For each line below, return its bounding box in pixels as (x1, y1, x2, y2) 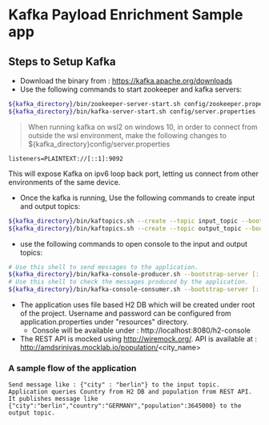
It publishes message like (8, 395, 98, 403)
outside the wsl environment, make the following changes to (27, 130, 227, 140)
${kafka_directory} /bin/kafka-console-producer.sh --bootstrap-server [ (8, 271, 256, 279)
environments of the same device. (8, 177, 121, 186)
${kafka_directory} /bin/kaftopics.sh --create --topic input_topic (8, 217, 239, 225)
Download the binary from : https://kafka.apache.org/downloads (19, 76, 233, 85)
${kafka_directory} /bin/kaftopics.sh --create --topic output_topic (8, 224, 242, 232)
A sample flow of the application (8, 362, 137, 374)
